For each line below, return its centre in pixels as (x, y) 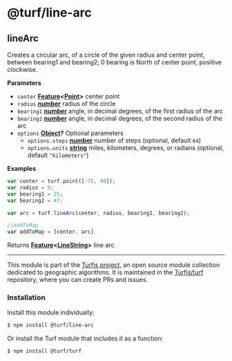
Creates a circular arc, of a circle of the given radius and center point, (106, 55)
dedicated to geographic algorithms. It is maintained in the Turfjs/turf (105, 272)
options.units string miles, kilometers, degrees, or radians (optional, (126, 148)
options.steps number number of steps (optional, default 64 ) (114, 140)
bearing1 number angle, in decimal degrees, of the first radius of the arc (120, 111)
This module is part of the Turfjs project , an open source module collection (114, 265)
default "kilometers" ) (58, 155)
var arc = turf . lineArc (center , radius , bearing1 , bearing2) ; (98, 213)
